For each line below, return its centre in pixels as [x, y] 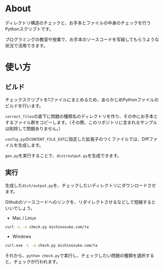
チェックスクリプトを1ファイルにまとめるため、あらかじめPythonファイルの [82, 99]
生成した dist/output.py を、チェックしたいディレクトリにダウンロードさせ [81, 185]
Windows [22, 236]
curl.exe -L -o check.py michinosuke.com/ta [51, 245]
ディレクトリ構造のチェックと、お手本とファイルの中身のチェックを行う [78, 23]
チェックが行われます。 [37, 262]
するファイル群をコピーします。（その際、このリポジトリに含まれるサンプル [81, 122]
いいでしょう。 [20, 208]
